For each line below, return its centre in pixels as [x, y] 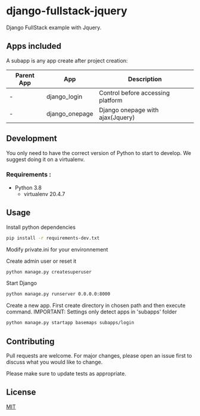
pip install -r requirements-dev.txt [53, 238]
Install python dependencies [41, 227]
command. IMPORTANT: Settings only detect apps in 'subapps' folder [92, 312]
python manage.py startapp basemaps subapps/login [70, 323]
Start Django [22, 283]
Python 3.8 [28, 187]
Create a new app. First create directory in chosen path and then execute [96, 306]
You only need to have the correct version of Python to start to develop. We [99, 153]
